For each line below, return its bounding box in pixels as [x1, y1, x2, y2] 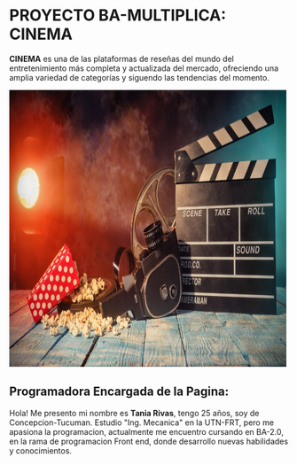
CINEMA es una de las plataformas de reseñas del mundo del [9, 53, 235, 64]
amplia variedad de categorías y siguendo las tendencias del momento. [9, 72, 270, 82]
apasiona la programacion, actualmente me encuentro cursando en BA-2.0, [9, 426, 284, 437]
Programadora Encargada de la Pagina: [9, 384, 229, 399]
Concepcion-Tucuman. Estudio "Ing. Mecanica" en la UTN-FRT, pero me [9, 417, 275, 428]
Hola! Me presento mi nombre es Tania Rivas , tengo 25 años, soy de [9, 407, 260, 418]
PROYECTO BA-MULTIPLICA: [9, 5, 227, 26]
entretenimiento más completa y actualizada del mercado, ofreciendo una [9, 63, 279, 74]
